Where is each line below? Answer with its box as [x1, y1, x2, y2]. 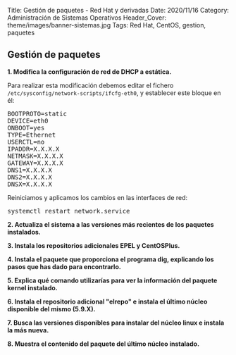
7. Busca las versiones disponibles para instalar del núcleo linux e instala [7, 318, 225, 327]
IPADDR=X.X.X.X [7, 144, 60, 153]
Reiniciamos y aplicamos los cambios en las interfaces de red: [7, 193, 188, 201]
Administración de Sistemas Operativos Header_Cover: [7, 13, 167, 22]
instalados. [7, 228, 41, 236]
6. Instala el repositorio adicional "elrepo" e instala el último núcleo [7, 297, 208, 306]
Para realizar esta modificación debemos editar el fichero [7, 81, 174, 89]
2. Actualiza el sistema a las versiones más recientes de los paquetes [7, 220, 214, 228]
